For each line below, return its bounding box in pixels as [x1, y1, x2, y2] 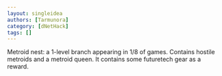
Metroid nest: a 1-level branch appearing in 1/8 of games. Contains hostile [7, 48, 216, 56]
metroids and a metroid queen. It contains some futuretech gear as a [7, 55, 201, 64]
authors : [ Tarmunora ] [7, 16, 69, 23]
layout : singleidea [7, 10, 63, 17]
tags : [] [7, 29, 32, 36]
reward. [7, 62, 29, 71]
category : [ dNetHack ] [7, 23, 69, 29]
